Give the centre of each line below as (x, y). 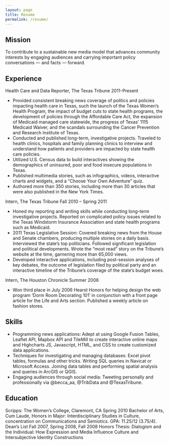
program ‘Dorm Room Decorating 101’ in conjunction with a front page (85, 295)
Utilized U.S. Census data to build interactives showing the (73, 159)
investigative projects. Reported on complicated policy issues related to (87, 217)
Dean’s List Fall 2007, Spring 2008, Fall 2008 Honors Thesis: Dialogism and (83, 426)
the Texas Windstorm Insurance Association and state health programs (86, 222)
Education (22, 398)
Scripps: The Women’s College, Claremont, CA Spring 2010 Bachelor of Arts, (85, 410)
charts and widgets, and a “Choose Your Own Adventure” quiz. (78, 181)
